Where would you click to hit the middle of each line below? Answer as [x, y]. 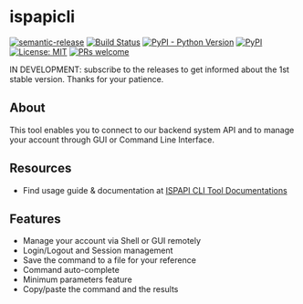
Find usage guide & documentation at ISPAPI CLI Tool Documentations [155, 190]
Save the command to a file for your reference [109, 260]
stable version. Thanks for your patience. [87, 79]
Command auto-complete [71, 270]
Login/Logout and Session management [98, 251]
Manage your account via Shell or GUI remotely [112, 241]
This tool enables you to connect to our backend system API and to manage [152, 130]
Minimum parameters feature [77, 279]
